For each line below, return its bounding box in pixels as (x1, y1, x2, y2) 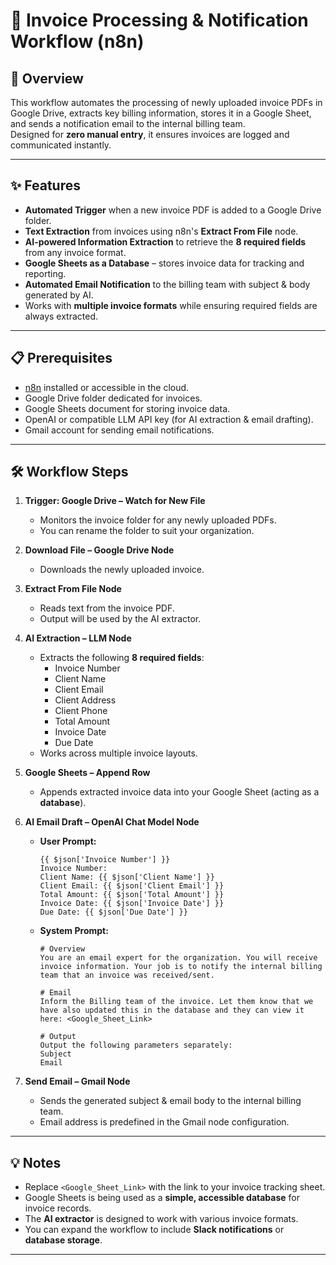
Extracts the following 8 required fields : (39, 652, 205, 664)
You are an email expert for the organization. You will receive (39, 953, 318, 963)
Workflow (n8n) (10, 30, 145, 53)
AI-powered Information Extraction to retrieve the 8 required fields (24, 235, 307, 248)
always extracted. (24, 310, 99, 322)
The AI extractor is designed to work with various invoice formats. (24, 1213, 299, 1225)
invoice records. (24, 1202, 92, 1214)
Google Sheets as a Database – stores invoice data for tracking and (24, 257, 305, 269)
